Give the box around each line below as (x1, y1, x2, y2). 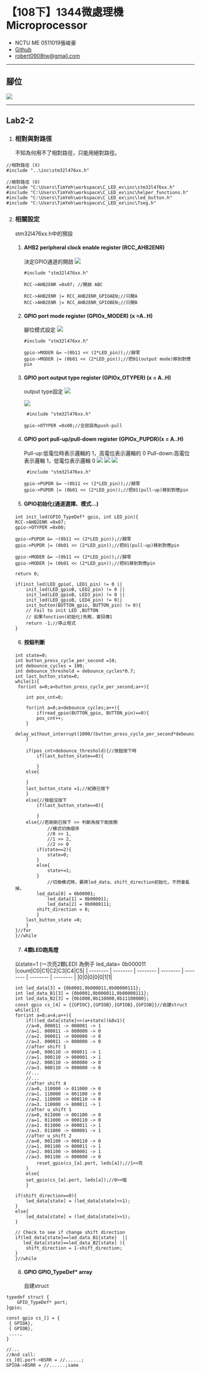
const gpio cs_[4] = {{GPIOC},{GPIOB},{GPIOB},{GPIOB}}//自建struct (14, 1002, 188, 1008)
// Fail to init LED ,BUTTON (26, 607, 99, 614)
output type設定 (23, 388, 63, 395)
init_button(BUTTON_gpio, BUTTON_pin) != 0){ (26, 602, 142, 608)
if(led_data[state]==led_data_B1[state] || (14, 1235, 128, 1241)
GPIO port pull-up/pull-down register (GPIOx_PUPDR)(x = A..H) (23, 435, 184, 442)
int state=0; (14, 652, 48, 659)
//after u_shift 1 (26, 1107, 72, 1113)
